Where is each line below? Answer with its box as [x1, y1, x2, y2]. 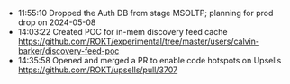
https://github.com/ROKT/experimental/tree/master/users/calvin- [17, 36, 259, 46]
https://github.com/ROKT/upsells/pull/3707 [17, 64, 178, 75]
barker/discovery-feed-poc [17, 46, 120, 56]
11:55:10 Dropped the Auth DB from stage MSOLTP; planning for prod [17, 8, 274, 18]
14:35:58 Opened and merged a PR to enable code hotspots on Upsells [17, 55, 282, 65]
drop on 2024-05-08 [17, 17, 96, 28]
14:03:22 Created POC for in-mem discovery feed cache [17, 27, 228, 37]
